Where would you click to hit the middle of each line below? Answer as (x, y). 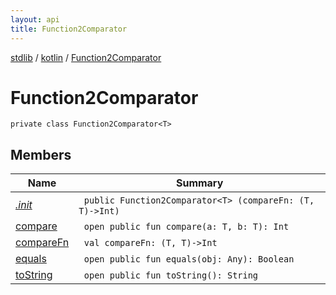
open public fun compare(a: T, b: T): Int (186, 227)
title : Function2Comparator (69, 29)
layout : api (35, 19)
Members (41, 154)
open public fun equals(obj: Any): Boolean (189, 259)
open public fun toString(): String (171, 275)
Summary (199, 183)
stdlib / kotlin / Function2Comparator (86, 57)
